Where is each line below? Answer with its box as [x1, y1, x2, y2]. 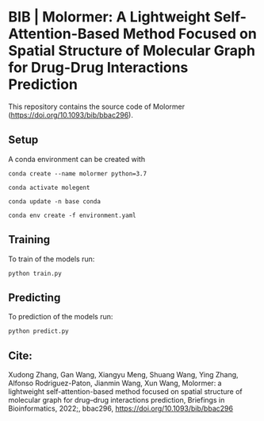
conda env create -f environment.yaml [8, 211, 136, 219]
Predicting [8, 291, 61, 304]
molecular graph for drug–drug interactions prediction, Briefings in [8, 396, 225, 405]
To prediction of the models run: [8, 312, 113, 322]
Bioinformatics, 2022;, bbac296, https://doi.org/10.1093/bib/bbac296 [8, 404, 234, 413]
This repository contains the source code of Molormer [8, 102, 186, 111]
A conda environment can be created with [8, 154, 145, 164]
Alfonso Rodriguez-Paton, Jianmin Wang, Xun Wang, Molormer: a [8, 378, 222, 388]
